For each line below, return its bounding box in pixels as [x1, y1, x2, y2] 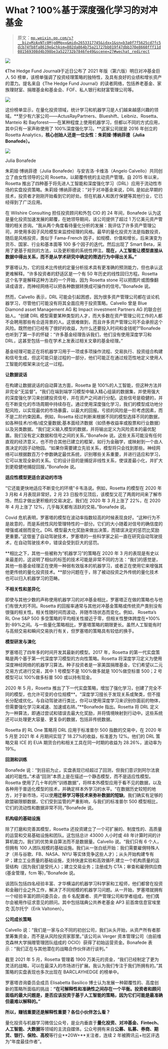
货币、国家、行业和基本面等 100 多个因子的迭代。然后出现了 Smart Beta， [5, 241, 157, 247]
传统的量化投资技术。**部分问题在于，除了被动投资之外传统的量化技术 [13, 569, 159, 575]
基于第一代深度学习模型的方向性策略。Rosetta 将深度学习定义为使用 [22, 655, 162, 661]
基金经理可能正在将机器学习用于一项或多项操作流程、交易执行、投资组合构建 [5, 348, 163, 354]
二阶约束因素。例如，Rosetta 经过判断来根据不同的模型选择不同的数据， [13, 413, 162, 419]
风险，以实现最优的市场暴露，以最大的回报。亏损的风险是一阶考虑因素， [9, 407, 158, 413]
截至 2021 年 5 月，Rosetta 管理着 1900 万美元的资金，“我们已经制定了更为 [5, 956, 159, 962]
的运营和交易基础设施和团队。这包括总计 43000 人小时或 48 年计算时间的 [5, 832, 156, 838]
